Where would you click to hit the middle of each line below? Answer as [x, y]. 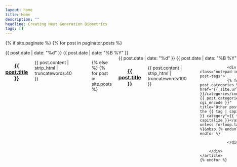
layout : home [19, 10]
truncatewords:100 [167, 79]
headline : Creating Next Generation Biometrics [56, 24]
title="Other [213, 107]
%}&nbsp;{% [211, 129]
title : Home [18, 15]
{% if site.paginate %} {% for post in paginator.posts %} [64, 43]
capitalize [211, 121]
